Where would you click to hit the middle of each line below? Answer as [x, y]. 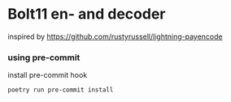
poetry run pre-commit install [61, 90]
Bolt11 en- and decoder [87, 14]
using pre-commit [44, 57]
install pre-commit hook [48, 75]
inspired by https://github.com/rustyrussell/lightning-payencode [115, 36]
